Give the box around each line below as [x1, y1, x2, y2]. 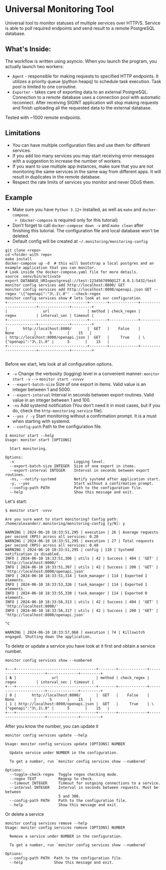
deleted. [12, 233, 30, 239]
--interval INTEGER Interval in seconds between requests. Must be [9, 785, 159, 790]
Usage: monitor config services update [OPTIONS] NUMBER [5, 742, 125, 747]
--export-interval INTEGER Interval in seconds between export [9, 468, 150, 473]
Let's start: [5, 498, 27, 504]
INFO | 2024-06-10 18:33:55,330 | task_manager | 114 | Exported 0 [5, 591, 148, 596]
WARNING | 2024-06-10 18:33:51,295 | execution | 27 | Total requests [5, 539, 154, 544]
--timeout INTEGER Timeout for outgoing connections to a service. [9, 781, 161, 786]
